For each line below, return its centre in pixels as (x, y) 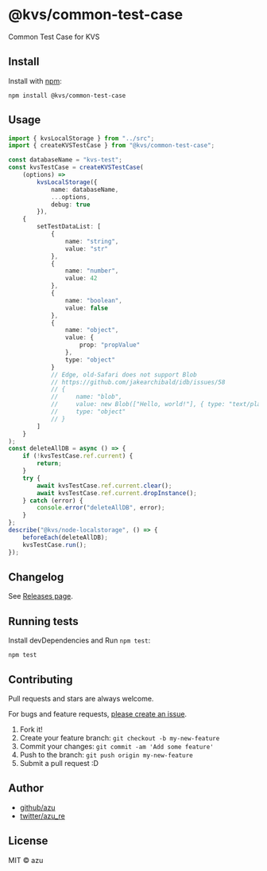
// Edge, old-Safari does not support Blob (124, 375)
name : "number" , (92, 271)
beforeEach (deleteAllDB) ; (66, 537)
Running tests (44, 621)
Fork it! (31, 729)
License (28, 841)
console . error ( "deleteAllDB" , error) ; (101, 508)
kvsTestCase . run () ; (55, 545)
